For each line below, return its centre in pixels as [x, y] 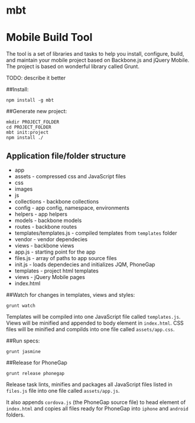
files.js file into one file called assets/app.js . [63, 390]
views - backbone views [44, 245]
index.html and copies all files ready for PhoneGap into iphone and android [97, 408]
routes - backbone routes [46, 226]
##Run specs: [23, 341]
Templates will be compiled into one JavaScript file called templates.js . [93, 316]
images [24, 189]
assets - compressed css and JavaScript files [70, 176]
